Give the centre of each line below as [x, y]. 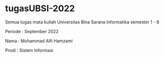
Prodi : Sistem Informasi [29, 50]
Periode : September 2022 [32, 31]
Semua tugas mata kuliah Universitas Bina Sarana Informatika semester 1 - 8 [82, 22]
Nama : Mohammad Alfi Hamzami [39, 41]
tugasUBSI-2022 [40, 9]
